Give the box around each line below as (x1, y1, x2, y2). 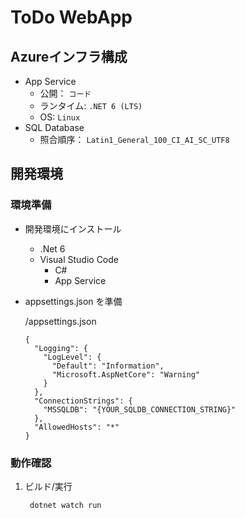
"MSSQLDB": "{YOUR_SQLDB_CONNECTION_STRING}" (43, 404, 237, 415)
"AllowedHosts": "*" (34, 422, 120, 432)
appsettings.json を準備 (24, 295, 123, 307)
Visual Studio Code (39, 253, 119, 265)
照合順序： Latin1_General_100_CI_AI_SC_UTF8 (39, 134, 230, 145)
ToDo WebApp (10, 6, 133, 29)
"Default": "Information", (51, 361, 165, 371)
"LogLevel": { (43, 352, 102, 362)
